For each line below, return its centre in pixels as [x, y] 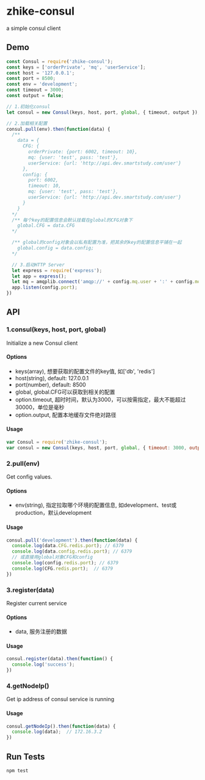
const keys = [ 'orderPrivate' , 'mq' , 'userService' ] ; [76, 67]
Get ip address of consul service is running [60, 699]
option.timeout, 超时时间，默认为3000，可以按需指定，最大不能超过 [100, 399]
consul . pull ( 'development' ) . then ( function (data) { [72, 540]
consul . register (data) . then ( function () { [60, 659]
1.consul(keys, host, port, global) [56, 329]
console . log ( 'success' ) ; [43, 664]
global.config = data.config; [56, 248]
